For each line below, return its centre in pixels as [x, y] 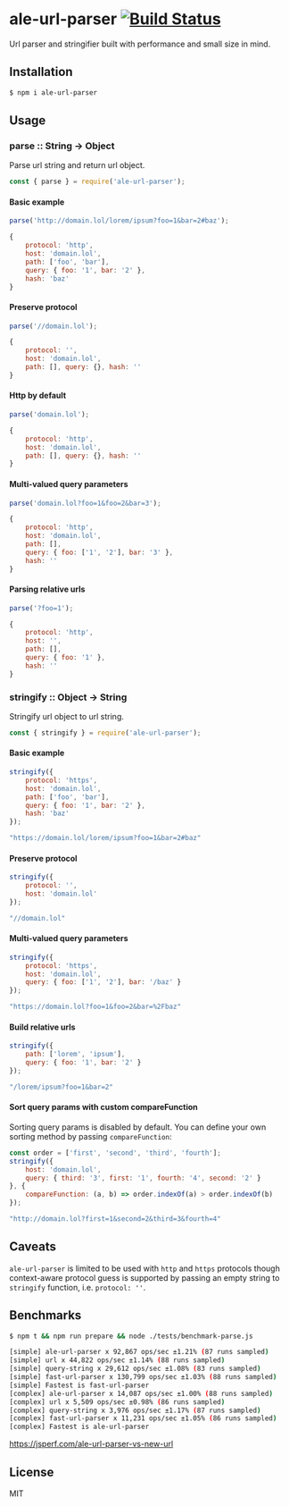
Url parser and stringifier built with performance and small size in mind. [140, 44]
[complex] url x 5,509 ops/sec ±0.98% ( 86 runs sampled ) [117, 1402]
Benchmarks [45, 1315]
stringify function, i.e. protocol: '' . [78, 1287]
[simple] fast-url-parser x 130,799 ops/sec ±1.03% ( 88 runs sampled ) [143, 1377]
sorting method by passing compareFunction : [91, 1136]
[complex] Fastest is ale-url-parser [79, 1427]
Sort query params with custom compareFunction [103, 1107]
